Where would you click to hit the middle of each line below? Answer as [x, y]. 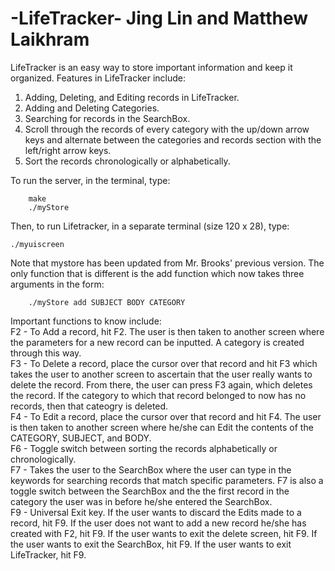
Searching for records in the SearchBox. [107, 118]
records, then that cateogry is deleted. [89, 406]
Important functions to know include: [86, 321]
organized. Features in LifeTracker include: [98, 78]
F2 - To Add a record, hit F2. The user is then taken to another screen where [167, 331]
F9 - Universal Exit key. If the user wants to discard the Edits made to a [156, 512]
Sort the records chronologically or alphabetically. [127, 161]
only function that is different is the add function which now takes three [157, 273]
